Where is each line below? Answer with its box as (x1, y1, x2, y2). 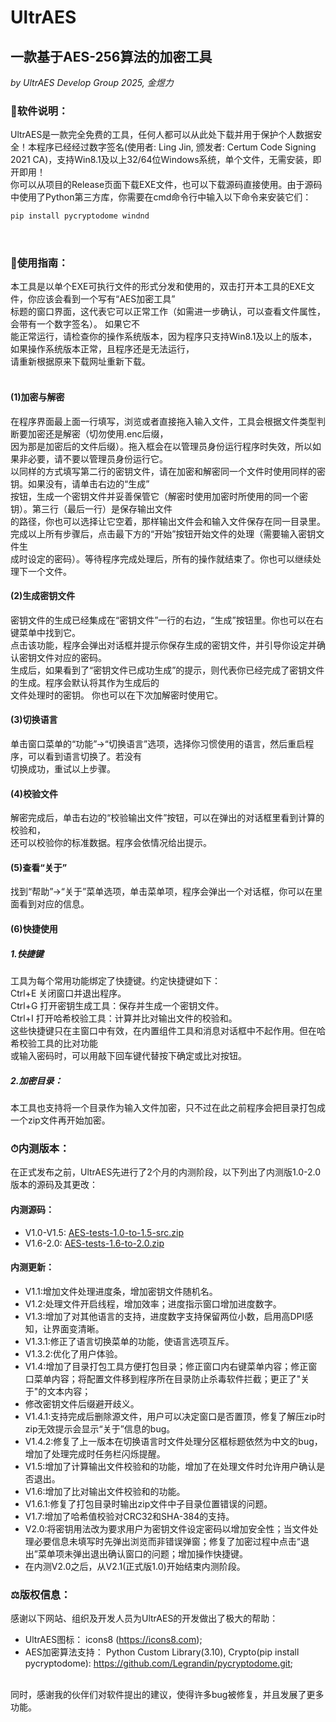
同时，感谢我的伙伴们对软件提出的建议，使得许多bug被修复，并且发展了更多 (10, 1689, 325, 1701)
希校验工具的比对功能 (10, 1037, 98, 1050)
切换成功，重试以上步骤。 (10, 763, 116, 775)
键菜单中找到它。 (10, 626, 81, 638)
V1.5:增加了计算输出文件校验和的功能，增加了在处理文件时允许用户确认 (24, 1460, 317, 1472)
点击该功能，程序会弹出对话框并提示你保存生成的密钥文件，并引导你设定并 (10, 639, 317, 651)
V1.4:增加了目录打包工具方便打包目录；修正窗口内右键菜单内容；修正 (24, 1360, 309, 1372)
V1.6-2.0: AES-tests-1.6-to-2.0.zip (24, 1237, 165, 1249)
